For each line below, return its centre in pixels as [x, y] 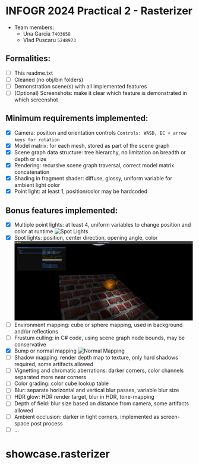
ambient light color [37, 185]
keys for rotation [37, 140]
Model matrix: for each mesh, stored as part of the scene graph [92, 145]
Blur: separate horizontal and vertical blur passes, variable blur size [97, 390]
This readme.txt [34, 73]
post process [47, 423]
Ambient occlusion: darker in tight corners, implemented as [87, 417]
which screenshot [36, 100]
